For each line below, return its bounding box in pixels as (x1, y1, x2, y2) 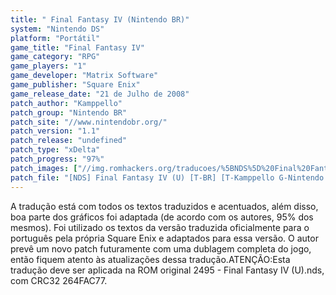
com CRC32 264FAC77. (10, 274, 108, 286)
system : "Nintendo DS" (10, 24, 105, 34)
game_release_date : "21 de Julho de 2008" (10, 89, 190, 99)
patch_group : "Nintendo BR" (10, 107, 128, 118)
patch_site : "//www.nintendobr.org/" (10, 117, 168, 127)
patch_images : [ (10, 163, 78, 173)
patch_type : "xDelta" (10, 145, 101, 155)
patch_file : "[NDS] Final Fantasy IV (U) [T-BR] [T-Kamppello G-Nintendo (10, 172, 325, 183)
